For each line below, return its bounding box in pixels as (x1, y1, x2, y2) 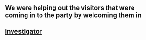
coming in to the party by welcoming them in (5, 11, 142, 20)
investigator (5, 27, 42, 35)
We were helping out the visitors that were (5, 4, 135, 12)
